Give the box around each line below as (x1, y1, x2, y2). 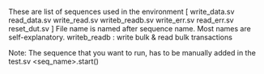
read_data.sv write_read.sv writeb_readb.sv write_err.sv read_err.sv (8, 15, 234, 25)
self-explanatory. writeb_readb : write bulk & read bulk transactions (8, 32, 233, 42)
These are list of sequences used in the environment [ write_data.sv (8, 7, 235, 16)
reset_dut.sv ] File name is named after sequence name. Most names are (8, 24, 251, 33)
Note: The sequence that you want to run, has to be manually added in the (8, 48, 257, 57)
